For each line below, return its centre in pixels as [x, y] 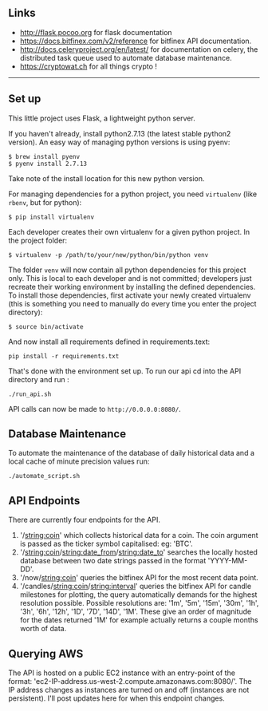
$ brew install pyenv [44, 156]
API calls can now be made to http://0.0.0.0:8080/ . [95, 409]
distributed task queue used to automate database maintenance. [126, 57]
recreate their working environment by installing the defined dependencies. [132, 286]
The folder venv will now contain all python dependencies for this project [127, 270]
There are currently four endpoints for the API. [85, 520]
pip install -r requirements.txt [64, 356]
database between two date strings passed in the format [113, 561]
